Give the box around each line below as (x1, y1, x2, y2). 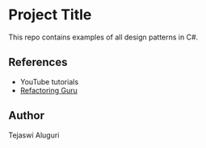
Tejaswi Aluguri (8, 130, 60, 140)
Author (8, 109, 44, 122)
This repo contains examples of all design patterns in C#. (8, 32, 199, 42)
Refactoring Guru (19, 85, 78, 95)
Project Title (8, 6, 92, 24)
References (8, 55, 68, 69)
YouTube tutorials (19, 76, 79, 86)
